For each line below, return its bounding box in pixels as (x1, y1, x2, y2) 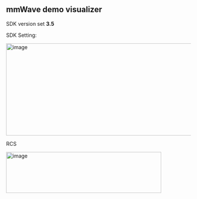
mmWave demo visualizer (6, 5, 103, 15)
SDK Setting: (6, 32, 37, 39)
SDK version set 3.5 (6, 20, 55, 27)
